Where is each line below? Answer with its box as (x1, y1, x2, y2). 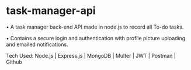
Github (6, 58, 22, 65)
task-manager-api (6, 4, 96, 17)
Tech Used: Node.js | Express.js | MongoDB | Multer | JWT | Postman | (6, 52, 176, 59)
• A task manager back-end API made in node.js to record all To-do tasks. (6, 23, 184, 30)
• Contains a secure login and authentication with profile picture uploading (6, 34, 186, 41)
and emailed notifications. (6, 41, 68, 48)
